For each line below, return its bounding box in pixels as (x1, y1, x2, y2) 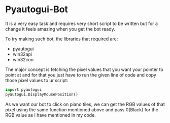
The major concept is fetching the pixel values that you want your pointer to (5, 66, 163, 72)
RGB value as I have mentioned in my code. (5, 112, 96, 118)
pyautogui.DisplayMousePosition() (5, 92, 79, 97)
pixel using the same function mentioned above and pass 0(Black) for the (5, 106, 159, 113)
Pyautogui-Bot (5, 4, 69, 15)
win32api (12, 51, 32, 57)
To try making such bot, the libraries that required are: (5, 36, 118, 42)
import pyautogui (5, 87, 42, 92)
